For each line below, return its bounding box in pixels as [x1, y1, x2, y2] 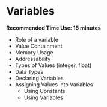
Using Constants [23, 87, 66, 94]
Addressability [14, 55, 51, 62]
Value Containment [14, 42, 63, 50]
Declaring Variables [14, 74, 64, 82]
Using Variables [23, 94, 63, 101]
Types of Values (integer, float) [14, 62, 92, 69]
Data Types [14, 68, 44, 75]
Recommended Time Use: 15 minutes [6, 24, 101, 31]
